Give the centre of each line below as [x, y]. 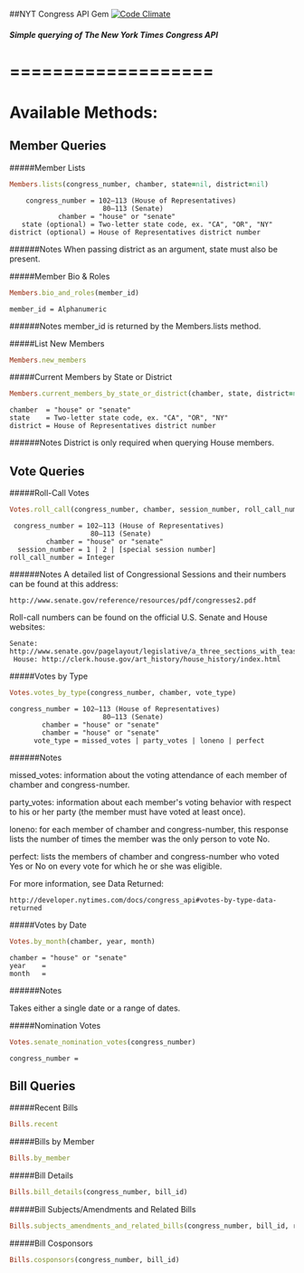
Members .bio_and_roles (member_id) [75, 293]
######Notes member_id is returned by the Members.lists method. [135, 326]
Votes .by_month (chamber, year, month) [82, 941]
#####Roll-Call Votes [49, 493]
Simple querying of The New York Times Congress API [114, 34]
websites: [27, 627]
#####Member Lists [47, 167]
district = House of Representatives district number [113, 426]
